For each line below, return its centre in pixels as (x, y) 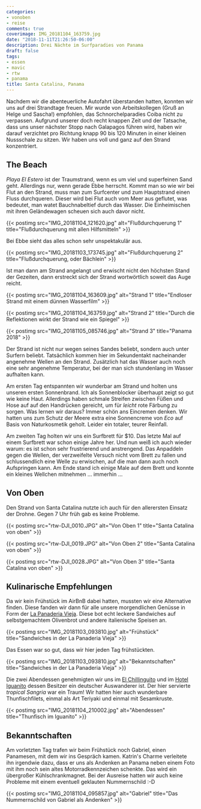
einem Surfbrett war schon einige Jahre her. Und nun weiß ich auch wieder (99, 442)
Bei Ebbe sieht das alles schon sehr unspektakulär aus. (74, 241)
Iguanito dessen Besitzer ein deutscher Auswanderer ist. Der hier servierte (98, 686)
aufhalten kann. (25, 374)
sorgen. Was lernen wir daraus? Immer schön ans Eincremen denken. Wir (97, 411)
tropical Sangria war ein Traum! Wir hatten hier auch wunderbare (87, 692)
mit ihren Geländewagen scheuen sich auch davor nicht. (76, 211)
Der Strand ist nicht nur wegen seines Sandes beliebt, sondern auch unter (97, 349)
